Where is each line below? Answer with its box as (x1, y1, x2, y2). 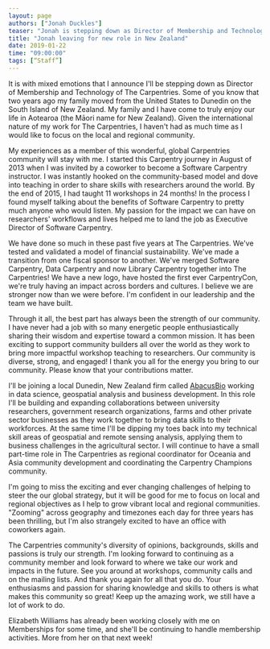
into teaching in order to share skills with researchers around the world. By (8, 180, 256, 189)
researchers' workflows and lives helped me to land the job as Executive (8, 214, 248, 224)
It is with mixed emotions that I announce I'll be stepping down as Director (8, 78, 253, 89)
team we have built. (8, 298, 74, 308)
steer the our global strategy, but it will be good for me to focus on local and (8, 490, 260, 500)
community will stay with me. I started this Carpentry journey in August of (8, 154, 252, 163)
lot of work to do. (8, 600, 66, 610)
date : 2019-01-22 (8, 42, 67, 50)
